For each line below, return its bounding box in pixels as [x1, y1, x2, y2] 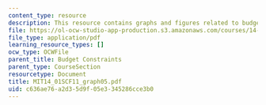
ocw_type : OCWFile [8, 48, 69, 56]
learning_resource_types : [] [8, 41, 104, 49]
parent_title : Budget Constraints [8, 56, 123, 64]
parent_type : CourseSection [8, 63, 101, 71]
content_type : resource [8, 11, 87, 20]
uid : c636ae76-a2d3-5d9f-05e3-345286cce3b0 [8, 84, 154, 93]
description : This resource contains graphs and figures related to [8, 19, 239, 27]
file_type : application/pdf [8, 33, 101, 42]
